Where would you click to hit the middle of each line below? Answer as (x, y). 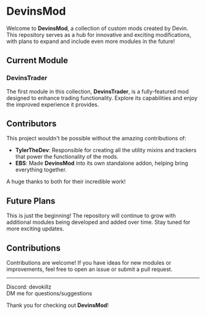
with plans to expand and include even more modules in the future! (91, 41)
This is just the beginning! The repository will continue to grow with (91, 216)
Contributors (32, 124)
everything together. (41, 170)
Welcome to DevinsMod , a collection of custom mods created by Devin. (97, 28)
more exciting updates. (35, 229)
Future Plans (31, 201)
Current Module (37, 60)
